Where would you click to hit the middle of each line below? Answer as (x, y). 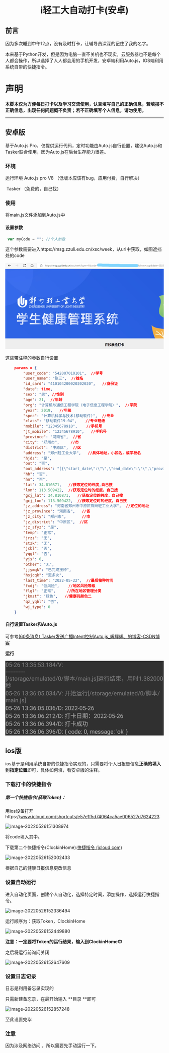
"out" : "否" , (36, 464)
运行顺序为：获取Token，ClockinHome (45, 921)
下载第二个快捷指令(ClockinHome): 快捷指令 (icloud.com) (64, 847)
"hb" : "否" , (35, 474)
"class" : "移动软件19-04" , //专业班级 (64, 421)
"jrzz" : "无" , (37, 538)
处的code (15, 255)
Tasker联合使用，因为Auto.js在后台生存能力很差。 (57, 152)
